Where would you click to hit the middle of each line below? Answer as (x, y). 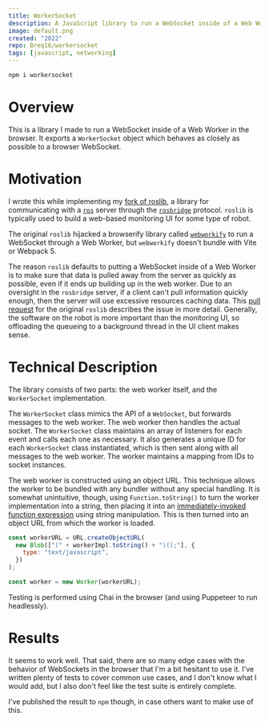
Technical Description (83, 367)
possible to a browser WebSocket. (65, 146)
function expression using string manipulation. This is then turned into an (129, 514)
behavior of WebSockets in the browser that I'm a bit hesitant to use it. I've (131, 669)
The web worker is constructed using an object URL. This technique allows (132, 480)
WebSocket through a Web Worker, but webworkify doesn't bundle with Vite (132, 242)
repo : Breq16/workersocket (53, 46)
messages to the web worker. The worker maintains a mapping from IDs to (131, 456)
